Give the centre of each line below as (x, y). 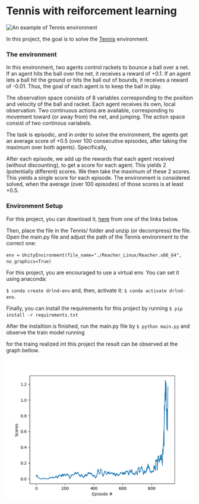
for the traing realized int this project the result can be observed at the (92, 344)
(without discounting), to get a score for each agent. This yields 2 (86, 165)
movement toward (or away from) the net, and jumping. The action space (96, 117)
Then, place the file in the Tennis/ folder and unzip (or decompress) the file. (99, 230)
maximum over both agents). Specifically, (57, 148)
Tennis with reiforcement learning (91, 11)
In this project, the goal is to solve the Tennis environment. (78, 39)
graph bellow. (23, 350)
